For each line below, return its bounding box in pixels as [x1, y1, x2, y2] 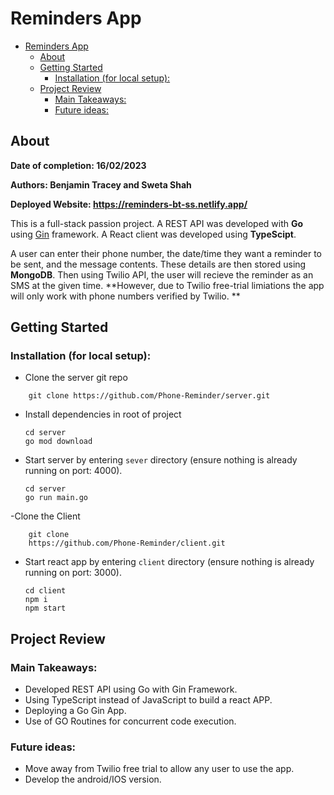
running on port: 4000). [24, 465, 123, 477]
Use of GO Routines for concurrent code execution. [24, 715, 237, 727]
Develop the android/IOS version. [24, 773, 162, 786]
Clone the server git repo [24, 372, 128, 384]
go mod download [24, 437, 93, 447]
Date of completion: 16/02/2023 [10, 159, 147, 171]
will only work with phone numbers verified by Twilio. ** [10, 290, 241, 302]
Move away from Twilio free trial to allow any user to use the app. [24, 763, 295, 775]
